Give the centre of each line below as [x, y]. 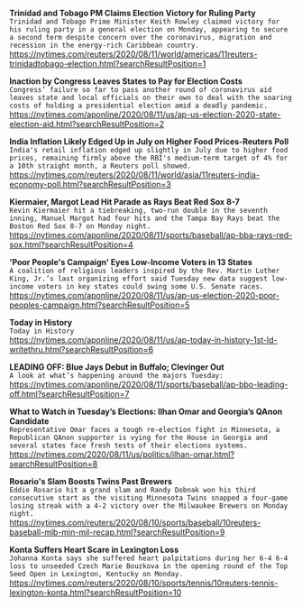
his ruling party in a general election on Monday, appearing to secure [149, 30]
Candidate [29, 421]
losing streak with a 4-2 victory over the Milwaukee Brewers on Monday [149, 506]
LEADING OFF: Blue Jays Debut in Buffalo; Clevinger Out [117, 367]
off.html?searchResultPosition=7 [69, 394]
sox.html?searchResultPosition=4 [71, 244]
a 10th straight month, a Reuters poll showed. [101, 166]
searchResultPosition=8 [54, 464]
